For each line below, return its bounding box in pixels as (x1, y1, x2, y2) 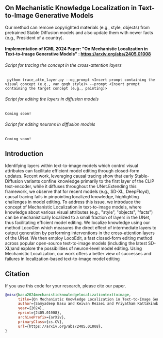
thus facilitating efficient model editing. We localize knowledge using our (5, 219, 150, 225)
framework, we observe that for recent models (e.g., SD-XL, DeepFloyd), (5, 188, 150, 194)
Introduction (5, 150, 44, 158)
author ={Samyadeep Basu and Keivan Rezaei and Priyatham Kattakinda (17, 301, 160, 306)
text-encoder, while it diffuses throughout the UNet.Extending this (5, 183, 137, 189)
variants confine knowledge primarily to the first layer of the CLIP (24, 178, 154, 184)
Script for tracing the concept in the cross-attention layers (5, 62, 122, 68)
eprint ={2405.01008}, (17, 310, 62, 316)
